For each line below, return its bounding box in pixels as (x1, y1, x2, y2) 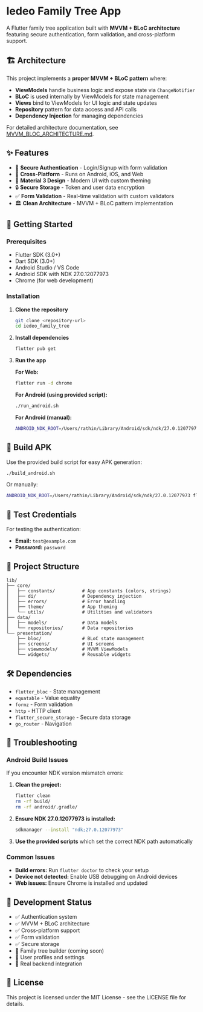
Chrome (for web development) (14, 277, 94, 284)
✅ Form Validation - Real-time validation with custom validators (14, 192, 175, 199)
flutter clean (14, 793, 51, 799)
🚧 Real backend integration (14, 960, 83, 967)
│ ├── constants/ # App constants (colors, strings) (6, 587, 172, 594)
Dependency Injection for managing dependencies (14, 112, 144, 119)
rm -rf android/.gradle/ (14, 804, 78, 810)
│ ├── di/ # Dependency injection (6, 593, 142, 599)
